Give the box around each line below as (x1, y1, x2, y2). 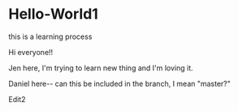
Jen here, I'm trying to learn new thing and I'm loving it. (8, 62, 193, 73)
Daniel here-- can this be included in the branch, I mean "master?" (8, 79, 232, 88)
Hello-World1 (8, 5, 99, 23)
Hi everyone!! (8, 47, 54, 57)
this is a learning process (8, 32, 93, 41)
